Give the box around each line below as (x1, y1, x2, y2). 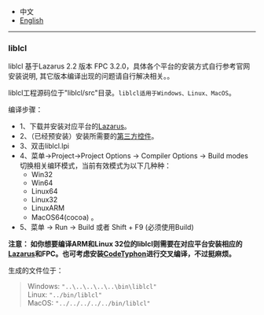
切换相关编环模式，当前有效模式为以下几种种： (19, 161, 171, 171)
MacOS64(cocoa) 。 (31, 213, 98, 222)
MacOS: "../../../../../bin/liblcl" (27, 298, 151, 308)
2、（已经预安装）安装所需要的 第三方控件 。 (19, 132, 159, 141)
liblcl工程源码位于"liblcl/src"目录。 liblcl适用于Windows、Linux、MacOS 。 (8, 88, 236, 98)
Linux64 (31, 187, 58, 196)
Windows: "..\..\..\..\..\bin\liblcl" (27, 282, 157, 291)
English (19, 16, 44, 25)
